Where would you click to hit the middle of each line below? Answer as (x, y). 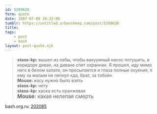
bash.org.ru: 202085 (26, 106)
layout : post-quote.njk (29, 46)
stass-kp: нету (32, 85)
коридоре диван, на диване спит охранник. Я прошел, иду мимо (84, 65)
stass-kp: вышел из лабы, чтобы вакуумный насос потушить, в (83, 59)
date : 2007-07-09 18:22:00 (33, 19)
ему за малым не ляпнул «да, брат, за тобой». (65, 75)
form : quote (17, 14)
